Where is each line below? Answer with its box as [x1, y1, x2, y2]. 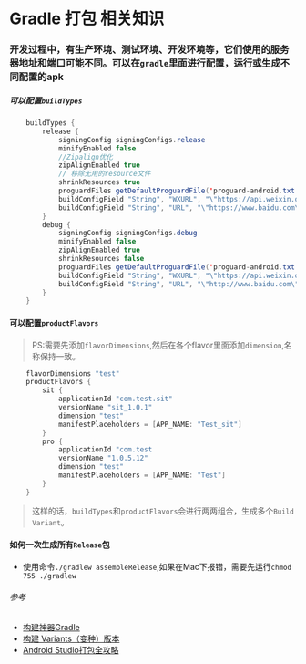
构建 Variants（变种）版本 [22, 633, 120, 644]
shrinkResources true [57, 178, 141, 187]
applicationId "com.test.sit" [57, 394, 173, 404]
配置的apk [18, 70, 64, 83]
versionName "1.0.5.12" [57, 453, 148, 463]
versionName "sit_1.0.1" [57, 403, 153, 412]
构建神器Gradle [22, 622, 80, 633]
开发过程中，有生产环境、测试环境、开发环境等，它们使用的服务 [9, 43, 290, 56]
